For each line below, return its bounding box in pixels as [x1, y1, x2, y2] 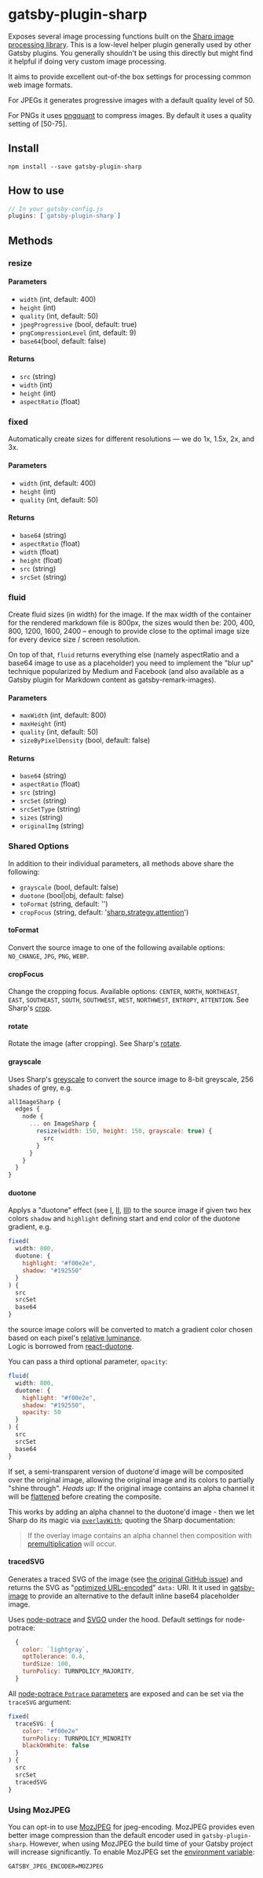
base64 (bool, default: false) [19, 336, 107, 345]
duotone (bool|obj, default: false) [19, 890, 124, 900]
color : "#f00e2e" [22, 1727, 79, 1735]
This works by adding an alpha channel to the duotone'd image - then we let [8, 1507, 255, 1516]
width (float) [19, 547, 60, 556]
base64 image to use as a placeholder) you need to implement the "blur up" [8, 658, 254, 668]
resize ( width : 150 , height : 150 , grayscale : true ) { [36, 1127, 213, 1136]
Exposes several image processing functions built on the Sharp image [8, 31, 234, 41]
